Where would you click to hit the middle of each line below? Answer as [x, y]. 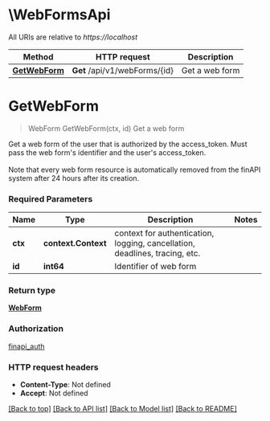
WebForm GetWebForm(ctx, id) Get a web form [106, 128]
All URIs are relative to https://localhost [73, 37]
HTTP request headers [53, 367]
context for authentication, [164, 233]
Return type [32, 291]
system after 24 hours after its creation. [74, 178]
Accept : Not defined [54, 393]
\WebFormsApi [59, 15]
